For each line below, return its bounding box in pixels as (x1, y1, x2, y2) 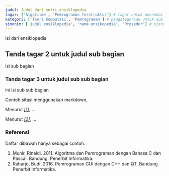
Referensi (5, 129, 29, 136)
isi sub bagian (5, 63, 34, 69)
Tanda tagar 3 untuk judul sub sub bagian (5, 75, 109, 82)
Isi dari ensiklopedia (5, 35, 47, 41)
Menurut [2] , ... (5, 116, 37, 122)
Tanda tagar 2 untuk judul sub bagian (5, 50, 125, 58)
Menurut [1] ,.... (5, 107, 36, 113)
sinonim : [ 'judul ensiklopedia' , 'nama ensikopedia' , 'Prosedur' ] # (5, 21, 152, 27)
